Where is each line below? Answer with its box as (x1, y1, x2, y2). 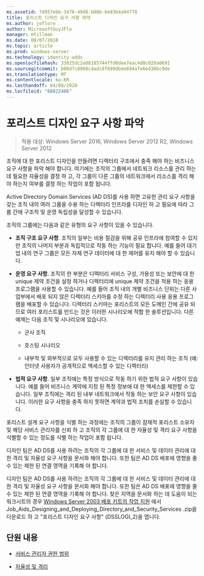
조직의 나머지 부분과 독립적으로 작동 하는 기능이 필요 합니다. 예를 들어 (21, 241, 186, 249)
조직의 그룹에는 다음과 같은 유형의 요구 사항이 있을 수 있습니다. (6, 221, 154, 229)
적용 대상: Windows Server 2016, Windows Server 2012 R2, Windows (21, 138, 193, 145)
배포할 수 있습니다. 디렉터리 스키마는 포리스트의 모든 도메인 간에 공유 (26, 300, 189, 308)
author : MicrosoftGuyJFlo (6, 26, 72, 32)
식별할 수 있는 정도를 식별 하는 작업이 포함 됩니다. (6, 433, 124, 441)
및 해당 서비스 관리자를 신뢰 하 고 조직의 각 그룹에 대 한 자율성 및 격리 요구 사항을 (6, 426, 197, 433)
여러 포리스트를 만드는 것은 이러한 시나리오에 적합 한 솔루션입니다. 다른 (26, 308, 194, 315)
